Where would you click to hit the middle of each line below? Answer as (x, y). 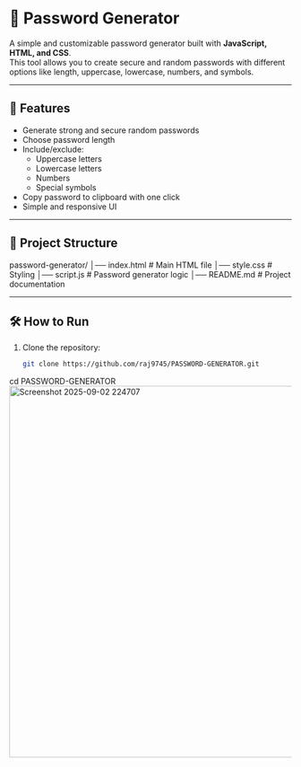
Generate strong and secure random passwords (111, 130)
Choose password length (69, 139)
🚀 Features (40, 108)
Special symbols (66, 187)
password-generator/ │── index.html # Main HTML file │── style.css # (141, 265)
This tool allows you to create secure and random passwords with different (147, 62)
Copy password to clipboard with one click (101, 197)
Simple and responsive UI (69, 207)
